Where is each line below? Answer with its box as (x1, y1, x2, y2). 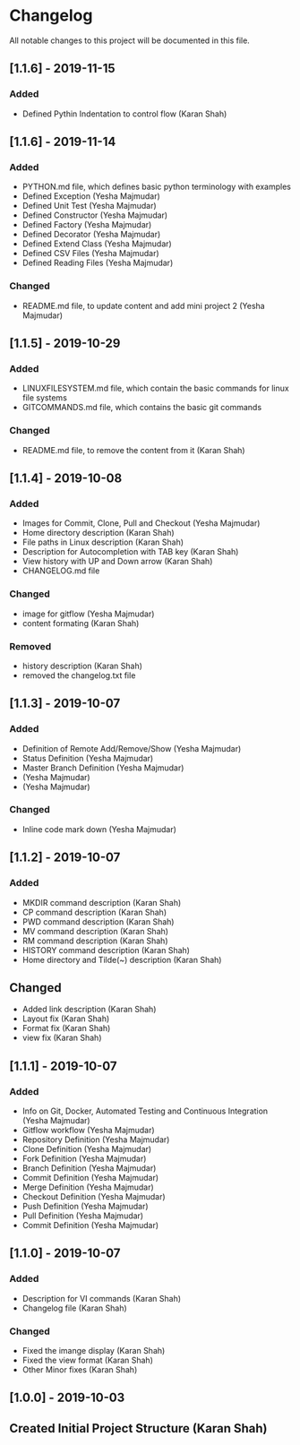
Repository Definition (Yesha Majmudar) (21, 1134, 170, 1145)
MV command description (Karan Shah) (21, 925, 168, 936)
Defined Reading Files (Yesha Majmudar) (21, 257, 174, 269)
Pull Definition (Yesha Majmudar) (21, 1210, 144, 1221)
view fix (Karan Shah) (21, 1032, 102, 1044)
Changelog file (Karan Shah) (21, 1303, 127, 1313)
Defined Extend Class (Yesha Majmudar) (21, 238, 172, 249)
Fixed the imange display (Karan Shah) (21, 1346, 166, 1356)
